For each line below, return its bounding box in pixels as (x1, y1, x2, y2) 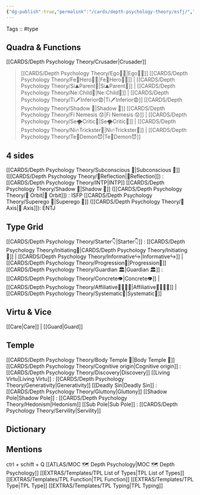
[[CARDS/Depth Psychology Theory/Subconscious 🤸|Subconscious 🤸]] (6, 167, 180, 174)
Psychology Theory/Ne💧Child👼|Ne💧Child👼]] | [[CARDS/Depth (20, 89, 169, 96)
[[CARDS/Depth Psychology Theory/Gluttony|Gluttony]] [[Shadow (6, 388, 168, 395)
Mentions (6, 444, 43, 454)
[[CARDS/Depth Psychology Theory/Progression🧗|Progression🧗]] (6, 259, 167, 266)
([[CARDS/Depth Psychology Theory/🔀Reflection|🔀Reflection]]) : (6, 173, 164, 180)
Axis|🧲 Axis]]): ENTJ (6, 204, 55, 212)
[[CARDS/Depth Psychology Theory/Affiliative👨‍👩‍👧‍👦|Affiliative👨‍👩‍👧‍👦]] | (6, 284, 177, 291)
